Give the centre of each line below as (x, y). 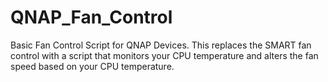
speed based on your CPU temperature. (92, 66)
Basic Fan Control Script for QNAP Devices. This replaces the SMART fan (161, 45)
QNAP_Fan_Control (91, 17)
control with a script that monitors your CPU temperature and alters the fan (164, 55)
